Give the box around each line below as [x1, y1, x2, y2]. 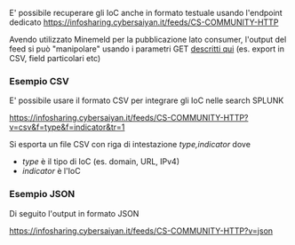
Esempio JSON [9, 188, 76, 201]
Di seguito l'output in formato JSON [9, 208, 140, 218]
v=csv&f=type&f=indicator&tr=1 [9, 122, 125, 132]
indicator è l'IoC [21, 166, 82, 177]
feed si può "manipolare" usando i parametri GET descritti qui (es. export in [9, 43, 285, 54]
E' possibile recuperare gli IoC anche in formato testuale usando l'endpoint [9, 8, 283, 18]
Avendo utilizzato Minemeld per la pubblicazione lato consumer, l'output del [9, 35, 287, 44]
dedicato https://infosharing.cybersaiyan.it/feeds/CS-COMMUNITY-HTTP [9, 17, 279, 28]
